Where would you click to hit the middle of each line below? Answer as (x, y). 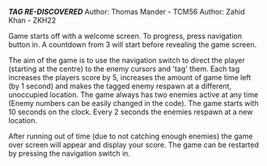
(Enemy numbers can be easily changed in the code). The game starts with (133, 103)
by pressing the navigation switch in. (70, 153)
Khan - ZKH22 (32, 20)
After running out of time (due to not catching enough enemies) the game (131, 136)
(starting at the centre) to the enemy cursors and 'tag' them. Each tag (124, 69)
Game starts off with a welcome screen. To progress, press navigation (125, 36)
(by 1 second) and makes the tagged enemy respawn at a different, (120, 86)
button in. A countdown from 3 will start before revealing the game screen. (133, 45)
